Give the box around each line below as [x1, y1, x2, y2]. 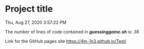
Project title [5, 3, 53, 15]
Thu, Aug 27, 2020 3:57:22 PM [5, 19, 67, 25]
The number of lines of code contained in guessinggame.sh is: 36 [5, 29, 139, 34]
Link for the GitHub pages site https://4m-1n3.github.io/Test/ [5, 38, 127, 44]
